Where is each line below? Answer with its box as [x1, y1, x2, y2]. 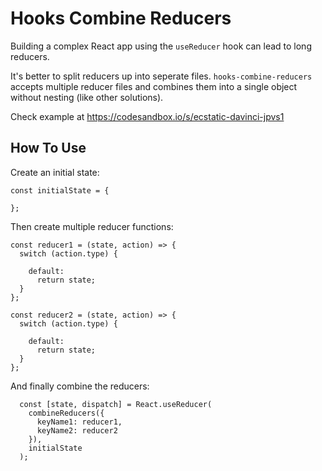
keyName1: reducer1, [36, 417, 123, 427]
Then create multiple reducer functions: [10, 220, 174, 232]
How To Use [10, 140, 87, 157]
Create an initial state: [10, 166, 100, 178]
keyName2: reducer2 [36, 425, 118, 436]
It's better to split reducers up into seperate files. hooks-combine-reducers [10, 70, 313, 82]
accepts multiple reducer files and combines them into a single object [10, 80, 298, 92]
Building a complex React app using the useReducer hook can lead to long [10, 40, 312, 52]
